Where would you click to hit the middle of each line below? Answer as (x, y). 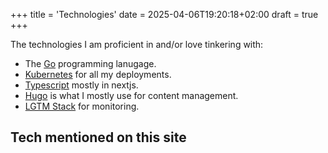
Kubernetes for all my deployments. (98, 74)
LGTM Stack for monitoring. (82, 106)
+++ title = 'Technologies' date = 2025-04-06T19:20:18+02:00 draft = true (164, 14)
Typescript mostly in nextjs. (81, 85)
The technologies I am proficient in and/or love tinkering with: (137, 44)
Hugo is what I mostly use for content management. (131, 95)
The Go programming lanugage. (90, 63)
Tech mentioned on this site (98, 137)
